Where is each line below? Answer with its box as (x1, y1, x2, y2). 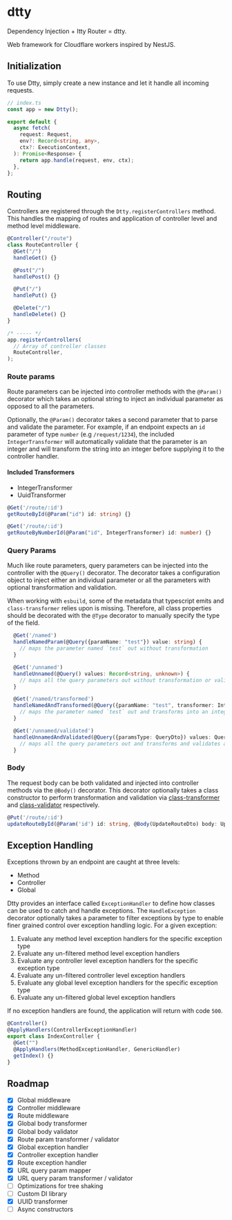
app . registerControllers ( (7, 336, 81, 343)
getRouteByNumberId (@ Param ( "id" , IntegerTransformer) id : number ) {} (7, 530, 212, 536)
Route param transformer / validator (17, 1135, 119, 1143)
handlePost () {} (13, 273, 60, 280)
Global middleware (17, 1096, 71, 1105)
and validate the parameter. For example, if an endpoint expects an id (7, 423, 206, 432)
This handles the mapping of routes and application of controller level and (7, 215, 217, 223)
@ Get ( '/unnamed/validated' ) (13, 727, 95, 734)
